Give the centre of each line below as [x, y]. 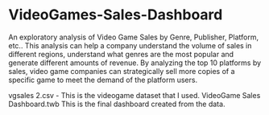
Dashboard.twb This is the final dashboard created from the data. [117, 104]
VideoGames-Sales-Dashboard [116, 15]
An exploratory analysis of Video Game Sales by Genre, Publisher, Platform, [134, 37]
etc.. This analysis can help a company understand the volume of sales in [130, 45]
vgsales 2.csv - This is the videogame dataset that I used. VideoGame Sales [134, 95]
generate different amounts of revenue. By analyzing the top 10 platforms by [135, 63]
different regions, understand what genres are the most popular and [121, 54]
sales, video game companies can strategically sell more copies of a [122, 71]
